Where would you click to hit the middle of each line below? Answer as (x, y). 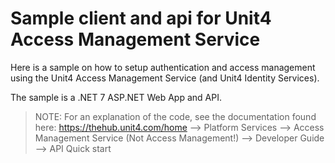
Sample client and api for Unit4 (141, 18)
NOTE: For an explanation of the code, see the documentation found (175, 116)
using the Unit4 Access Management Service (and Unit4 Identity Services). (165, 78)
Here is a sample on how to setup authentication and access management (163, 67)
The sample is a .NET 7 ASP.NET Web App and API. (116, 97)
